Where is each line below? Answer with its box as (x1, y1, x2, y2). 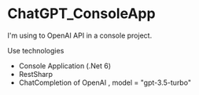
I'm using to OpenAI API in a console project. (7, 31, 153, 40)
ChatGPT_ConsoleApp (7, 5, 156, 23)
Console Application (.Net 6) (18, 60, 112, 71)
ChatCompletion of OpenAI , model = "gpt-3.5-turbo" (18, 78, 192, 87)
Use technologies (7, 46, 64, 55)
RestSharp (18, 69, 53, 79)
